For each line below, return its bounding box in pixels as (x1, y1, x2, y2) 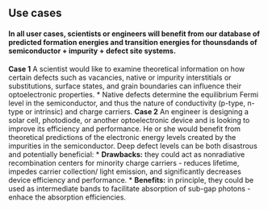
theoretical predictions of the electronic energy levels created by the (8, 132, 237, 142)
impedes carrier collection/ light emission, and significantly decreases (8, 167, 242, 176)
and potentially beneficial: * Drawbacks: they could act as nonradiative (8, 149, 245, 159)
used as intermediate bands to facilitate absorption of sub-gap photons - (8, 183, 251, 193)
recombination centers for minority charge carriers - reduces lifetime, (8, 158, 240, 167)
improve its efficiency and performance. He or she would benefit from (8, 124, 241, 134)
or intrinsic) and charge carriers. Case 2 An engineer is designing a (25, 106, 249, 116)
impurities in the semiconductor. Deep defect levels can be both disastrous (8, 141, 258, 150)
